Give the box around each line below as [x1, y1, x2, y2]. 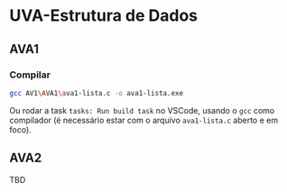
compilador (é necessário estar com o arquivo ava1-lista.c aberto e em [9, 114, 278, 125]
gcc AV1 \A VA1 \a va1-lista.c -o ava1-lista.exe [9, 88, 183, 97]
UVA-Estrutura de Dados [9, 5, 199, 26]
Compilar [9, 69, 51, 81]
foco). [9, 123, 32, 135]
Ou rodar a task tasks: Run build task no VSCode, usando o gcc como [9, 105, 275, 115]
